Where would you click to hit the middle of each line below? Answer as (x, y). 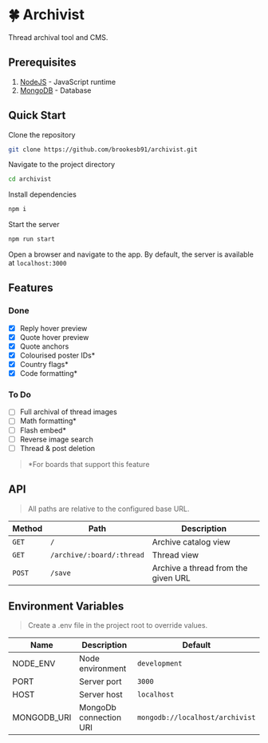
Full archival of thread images (68, 412)
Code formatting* (49, 373)
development (160, 664)
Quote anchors (44, 346)
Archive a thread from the (200, 568)
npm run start (32, 239)
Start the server (34, 225)
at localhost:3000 (37, 263)
